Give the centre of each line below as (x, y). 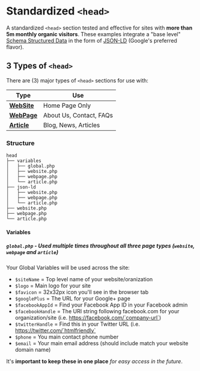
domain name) (33, 349)
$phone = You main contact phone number (67, 337)
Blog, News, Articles (71, 125)
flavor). (15, 47)
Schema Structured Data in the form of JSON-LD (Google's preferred (92, 40)
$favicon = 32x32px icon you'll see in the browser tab (82, 292)
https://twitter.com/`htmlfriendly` (55, 330)
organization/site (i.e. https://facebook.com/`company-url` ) (88, 317)
